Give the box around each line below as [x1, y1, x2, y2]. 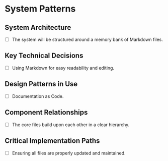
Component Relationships [5, 108, 88, 117]
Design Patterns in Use [5, 80, 78, 88]
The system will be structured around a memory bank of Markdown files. [12, 36, 163, 42]
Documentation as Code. [12, 93, 64, 99]
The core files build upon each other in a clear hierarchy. [12, 122, 130, 128]
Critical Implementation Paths [5, 137, 100, 145]
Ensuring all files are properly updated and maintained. [12, 150, 126, 156]
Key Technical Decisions [5, 51, 83, 60]
